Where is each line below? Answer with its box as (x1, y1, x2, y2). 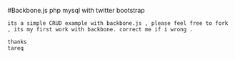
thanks (7, 38, 27, 45)
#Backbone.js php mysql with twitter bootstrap (7, 6, 145, 14)
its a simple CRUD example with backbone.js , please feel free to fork (7, 20, 229, 27)
